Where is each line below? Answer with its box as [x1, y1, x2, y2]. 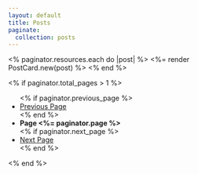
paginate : [8, 26, 41, 34]
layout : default [8, 11, 61, 20]
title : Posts [8, 19, 51, 27]
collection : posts [15, 33, 76, 42]
